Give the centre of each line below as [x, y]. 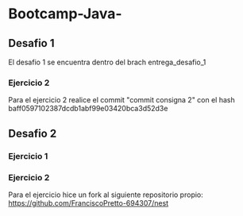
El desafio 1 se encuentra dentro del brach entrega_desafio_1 [107, 62]
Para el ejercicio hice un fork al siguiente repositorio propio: [106, 195]
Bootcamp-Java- [65, 14]
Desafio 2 [33, 133]
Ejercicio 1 [28, 156]
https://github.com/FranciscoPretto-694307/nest [89, 202]
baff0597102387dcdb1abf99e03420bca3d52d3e [88, 109]
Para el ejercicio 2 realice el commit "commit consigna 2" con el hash [122, 100]
